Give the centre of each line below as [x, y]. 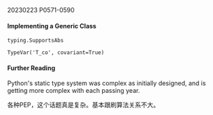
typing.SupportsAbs [36, 41]
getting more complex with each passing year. [74, 91]
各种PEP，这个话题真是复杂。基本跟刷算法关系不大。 [83, 105]
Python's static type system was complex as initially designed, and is [106, 83]
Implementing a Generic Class [52, 26]
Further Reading [31, 68]
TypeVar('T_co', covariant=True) [56, 53]
